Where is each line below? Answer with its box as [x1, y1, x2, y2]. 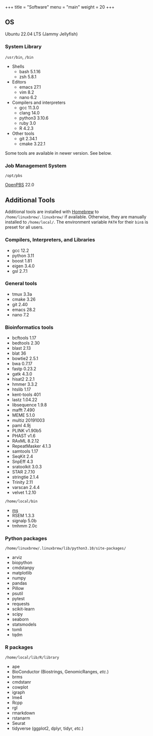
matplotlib [12, 570, 32, 576]
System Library [5, 43, 42, 50]
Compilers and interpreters [12, 99, 66, 106]
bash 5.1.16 [19, 69, 41, 75]
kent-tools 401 [12, 392, 41, 397]
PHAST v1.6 [12, 433, 36, 439]
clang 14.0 [19, 110, 40, 116]
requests [12, 601, 30, 607]
